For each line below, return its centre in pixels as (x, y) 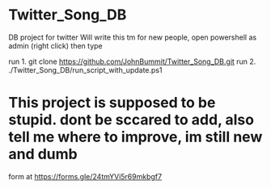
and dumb (43, 154)
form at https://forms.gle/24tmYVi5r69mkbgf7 (85, 176)
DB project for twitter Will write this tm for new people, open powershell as (133, 37)
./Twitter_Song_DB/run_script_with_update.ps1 (85, 69)
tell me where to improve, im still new (135, 137)
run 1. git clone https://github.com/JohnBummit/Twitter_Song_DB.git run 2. (132, 61)
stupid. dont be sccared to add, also (131, 120)
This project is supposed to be (112, 103)
